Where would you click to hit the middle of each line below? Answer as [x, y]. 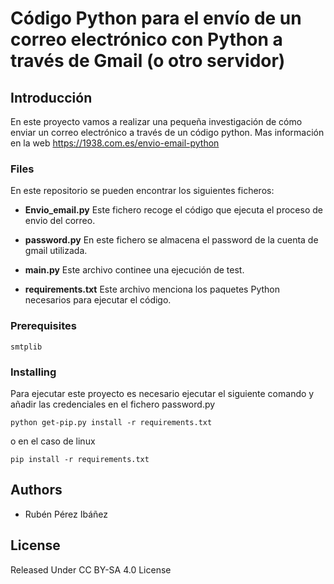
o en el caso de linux [53, 441]
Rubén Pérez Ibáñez [66, 514]
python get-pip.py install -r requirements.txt [111, 422]
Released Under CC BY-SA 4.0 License [91, 569]
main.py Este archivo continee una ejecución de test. [134, 270]
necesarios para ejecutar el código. [98, 300]
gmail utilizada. [56, 251]
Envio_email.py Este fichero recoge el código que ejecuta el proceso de [173, 210]
